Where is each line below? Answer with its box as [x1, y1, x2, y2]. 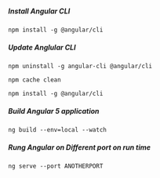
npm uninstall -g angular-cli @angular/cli [8, 62, 153, 70]
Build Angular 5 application [8, 106, 100, 115]
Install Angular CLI [8, 6, 71, 16]
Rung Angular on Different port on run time [8, 142, 151, 152]
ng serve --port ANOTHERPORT [8, 162, 104, 170]
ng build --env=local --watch [8, 125, 107, 133]
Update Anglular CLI [8, 42, 76, 52]
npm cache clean [8, 75, 61, 84]
